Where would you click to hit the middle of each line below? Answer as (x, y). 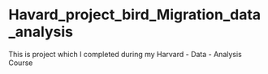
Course (21, 63)
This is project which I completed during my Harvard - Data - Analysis (125, 54)
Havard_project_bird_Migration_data (135, 15)
